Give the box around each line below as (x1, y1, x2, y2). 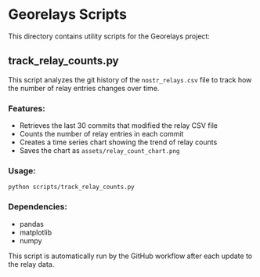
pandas (19, 219, 45, 228)
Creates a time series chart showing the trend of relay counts (19, 137, 218, 147)
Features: (8, 103, 45, 114)
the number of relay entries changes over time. (8, 83, 160, 93)
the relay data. (8, 259, 55, 268)
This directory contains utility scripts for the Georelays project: (8, 31, 210, 41)
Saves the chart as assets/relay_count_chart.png (19, 146, 180, 155)
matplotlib (19, 228, 52, 237)
